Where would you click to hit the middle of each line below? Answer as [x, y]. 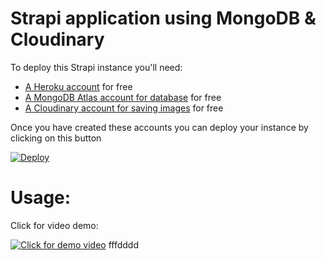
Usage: [41, 198]
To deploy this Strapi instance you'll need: [96, 67]
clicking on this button [56, 138]
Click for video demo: [54, 225]
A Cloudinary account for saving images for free [124, 108]
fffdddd [123, 244]
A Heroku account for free [78, 86]
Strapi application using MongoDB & [163, 18]
